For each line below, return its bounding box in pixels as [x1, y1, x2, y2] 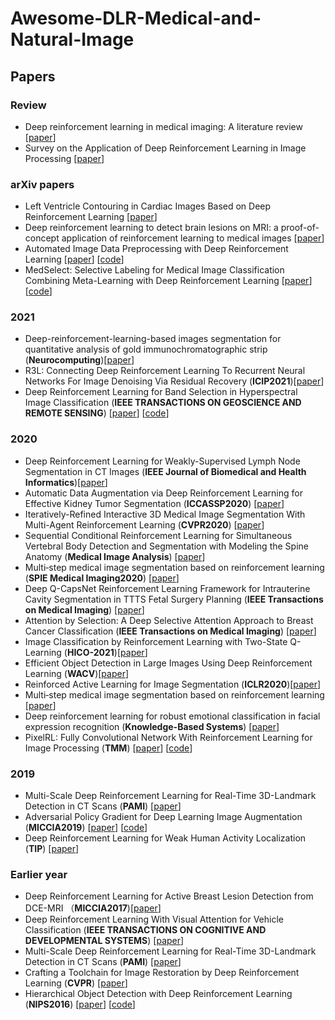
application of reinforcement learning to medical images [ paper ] [61, 232, 325, 244]
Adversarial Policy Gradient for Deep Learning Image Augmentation [24, 811, 303, 823]
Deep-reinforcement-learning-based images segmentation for [24, 333, 282, 345]
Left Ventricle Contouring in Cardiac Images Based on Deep [24, 200, 272, 212]
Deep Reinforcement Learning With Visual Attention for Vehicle [24, 913, 284, 926]
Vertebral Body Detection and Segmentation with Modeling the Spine [24, 540, 309, 552]
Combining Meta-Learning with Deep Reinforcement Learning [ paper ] [24, 275, 313, 287]
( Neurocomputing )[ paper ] [24, 354, 135, 366]
